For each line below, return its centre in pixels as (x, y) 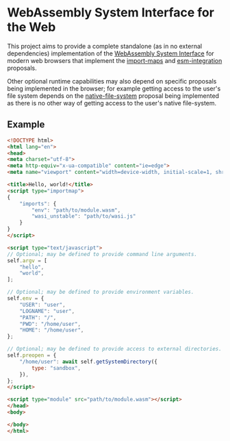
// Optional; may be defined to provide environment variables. (101, 292)
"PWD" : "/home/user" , (50, 324)
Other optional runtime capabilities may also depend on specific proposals (112, 81)
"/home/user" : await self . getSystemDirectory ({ (88, 362)
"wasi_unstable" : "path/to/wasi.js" (84, 216)
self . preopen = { (32, 355)
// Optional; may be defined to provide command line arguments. (102, 254)
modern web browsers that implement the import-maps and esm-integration (115, 60)
